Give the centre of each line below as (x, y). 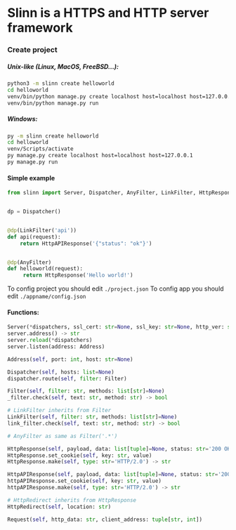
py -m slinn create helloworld (53, 136)
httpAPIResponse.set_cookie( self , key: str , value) (84, 481)
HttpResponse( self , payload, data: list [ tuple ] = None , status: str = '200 (114, 449)
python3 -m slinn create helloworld (61, 84)
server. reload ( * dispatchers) (50, 340)
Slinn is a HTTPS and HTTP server (108, 13)
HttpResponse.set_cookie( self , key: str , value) (80, 455)
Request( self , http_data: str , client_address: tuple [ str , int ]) (105, 519)
